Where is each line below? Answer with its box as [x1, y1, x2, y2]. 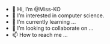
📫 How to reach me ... [11, 32, 68, 38]
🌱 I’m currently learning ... [11, 18, 76, 25]
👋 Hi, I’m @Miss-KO [11, 6, 61, 12]
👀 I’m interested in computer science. [11, 12, 105, 19]
